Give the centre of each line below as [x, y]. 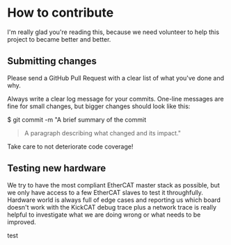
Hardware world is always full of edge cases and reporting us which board [114, 200]
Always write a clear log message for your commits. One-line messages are [115, 99]
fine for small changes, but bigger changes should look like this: [99, 106]
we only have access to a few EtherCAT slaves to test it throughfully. [105, 192]
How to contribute [61, 13]
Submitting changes [52, 61]
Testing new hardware [57, 168]
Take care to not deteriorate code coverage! [70, 146]
